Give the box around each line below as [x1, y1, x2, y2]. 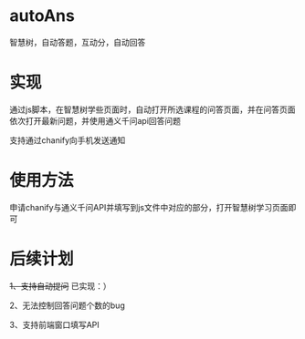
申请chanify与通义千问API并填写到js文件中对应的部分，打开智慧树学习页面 [9, 201, 289, 212]
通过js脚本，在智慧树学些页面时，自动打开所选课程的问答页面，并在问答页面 [9, 104, 296, 115]
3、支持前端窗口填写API [9, 319, 100, 330]
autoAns [9, 5, 75, 26]
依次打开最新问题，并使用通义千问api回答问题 [9, 115, 181, 126]
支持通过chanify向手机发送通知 [9, 134, 126, 146]
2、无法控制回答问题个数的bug [9, 300, 125, 311]
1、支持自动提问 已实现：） [9, 280, 111, 292]
